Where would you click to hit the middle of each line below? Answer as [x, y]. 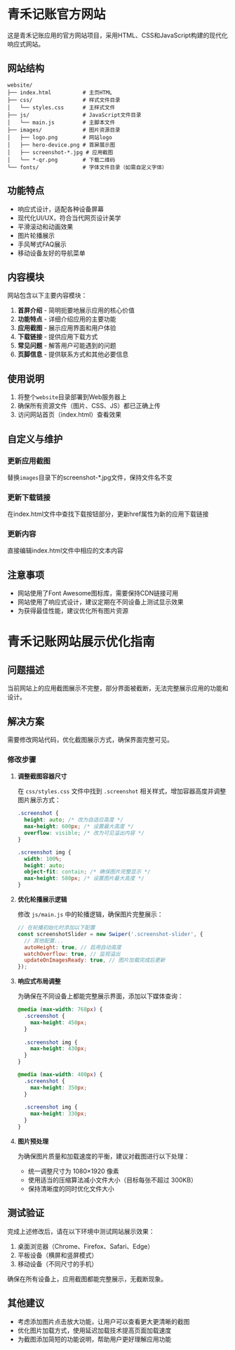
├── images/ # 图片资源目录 [64, 130]
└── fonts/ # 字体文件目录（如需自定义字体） [87, 167]
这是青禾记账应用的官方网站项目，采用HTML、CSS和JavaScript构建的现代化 [117, 35]
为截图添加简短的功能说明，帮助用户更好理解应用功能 [94, 1339]
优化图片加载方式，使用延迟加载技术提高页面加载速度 [94, 1330]
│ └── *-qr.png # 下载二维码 [61, 160]
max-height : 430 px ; [59, 1049]
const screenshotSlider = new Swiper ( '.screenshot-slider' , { [110, 934]
